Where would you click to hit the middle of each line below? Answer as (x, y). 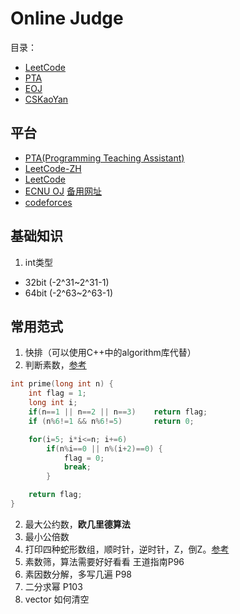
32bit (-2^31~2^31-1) (67, 282)
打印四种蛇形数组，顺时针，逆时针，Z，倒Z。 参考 (127, 549)
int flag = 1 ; (57, 393)
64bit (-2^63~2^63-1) (69, 293)
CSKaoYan (46, 99)
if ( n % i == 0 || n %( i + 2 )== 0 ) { (104, 448)
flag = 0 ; (84, 458)
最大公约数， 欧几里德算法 (77, 524)
